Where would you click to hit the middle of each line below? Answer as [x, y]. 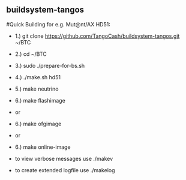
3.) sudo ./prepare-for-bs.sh [50, 65]
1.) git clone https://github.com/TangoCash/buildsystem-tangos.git [97, 36]
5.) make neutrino [37, 89]
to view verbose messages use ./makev [64, 158]
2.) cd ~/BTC [31, 54]
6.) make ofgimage [38, 124]
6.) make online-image [43, 147]
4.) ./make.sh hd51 [38, 77]
